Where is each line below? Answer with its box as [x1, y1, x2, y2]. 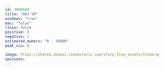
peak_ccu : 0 [5, 43, 29, 48]
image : [5, 52, 19, 57]
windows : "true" [5, 16, 38, 21]
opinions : [5, 56, 25, 61]
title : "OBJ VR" [5, 12, 38, 17]
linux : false [5, 25, 32, 30]
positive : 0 [5, 30, 29, 34]
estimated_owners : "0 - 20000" [5, 39, 69, 44]
